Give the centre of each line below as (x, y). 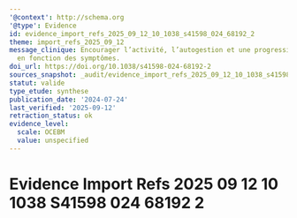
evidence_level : (39, 124)
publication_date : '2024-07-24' (69, 99)
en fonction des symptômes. (69, 58)
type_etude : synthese (49, 91)
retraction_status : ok (51, 116)
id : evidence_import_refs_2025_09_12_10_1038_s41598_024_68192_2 (132, 34)
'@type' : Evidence (43, 26)
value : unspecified (53, 140)
